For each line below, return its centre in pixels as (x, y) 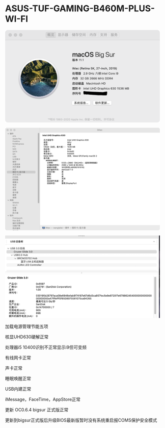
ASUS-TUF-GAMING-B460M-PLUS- (80, 9)
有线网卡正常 (18, 357)
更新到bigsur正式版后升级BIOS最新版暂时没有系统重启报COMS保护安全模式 (81, 420)
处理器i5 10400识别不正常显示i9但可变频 (46, 347)
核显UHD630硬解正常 (27, 337)
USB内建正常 (18, 389)
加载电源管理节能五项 (27, 326)
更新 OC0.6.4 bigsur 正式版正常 (37, 409)
